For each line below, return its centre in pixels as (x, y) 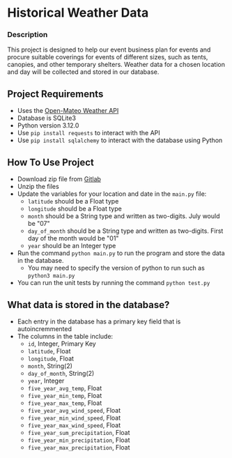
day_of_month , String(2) (61, 373)
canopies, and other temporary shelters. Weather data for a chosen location (116, 65)
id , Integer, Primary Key (62, 344)
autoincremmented (44, 328)
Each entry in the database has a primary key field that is (99, 321)
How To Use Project (51, 162)
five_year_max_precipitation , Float (79, 447)
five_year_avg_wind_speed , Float (74, 410)
